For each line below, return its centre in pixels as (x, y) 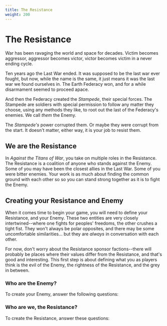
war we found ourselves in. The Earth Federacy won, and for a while (76, 84)
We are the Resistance (41, 146)
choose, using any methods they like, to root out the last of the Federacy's (82, 110)
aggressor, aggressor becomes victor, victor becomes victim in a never (78, 59)
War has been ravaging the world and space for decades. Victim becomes (82, 53)
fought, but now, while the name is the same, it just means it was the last (80, 79)
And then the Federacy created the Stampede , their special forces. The (79, 99)
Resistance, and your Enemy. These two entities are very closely (72, 218)
